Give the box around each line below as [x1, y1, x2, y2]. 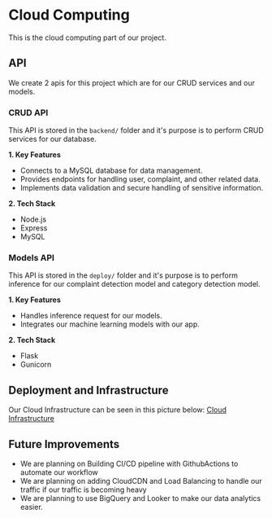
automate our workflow [19, 467, 99, 477]
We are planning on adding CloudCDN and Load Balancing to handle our [19, 476, 262, 485]
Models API [8, 252, 55, 263]
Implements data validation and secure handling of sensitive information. [19, 183, 264, 193]
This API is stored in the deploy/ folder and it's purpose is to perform [8, 270, 238, 280]
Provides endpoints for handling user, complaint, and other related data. [19, 174, 261, 184]
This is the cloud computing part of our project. [8, 33, 166, 42]
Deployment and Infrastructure [8, 383, 169, 397]
